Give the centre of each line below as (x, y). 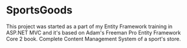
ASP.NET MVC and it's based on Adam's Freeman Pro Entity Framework (93, 32)
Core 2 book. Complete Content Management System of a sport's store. (93, 39)
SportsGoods (39, 10)
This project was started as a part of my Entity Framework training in (89, 26)
